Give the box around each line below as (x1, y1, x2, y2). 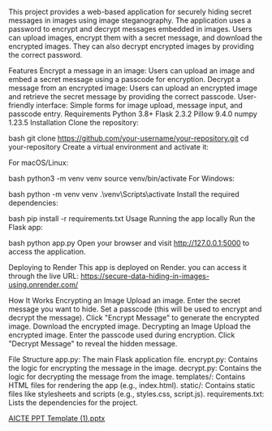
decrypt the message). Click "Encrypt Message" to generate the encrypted (8, 313, 260, 322)
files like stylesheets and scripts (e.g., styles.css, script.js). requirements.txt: (8, 390, 265, 398)
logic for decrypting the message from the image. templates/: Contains (8, 372, 246, 381)
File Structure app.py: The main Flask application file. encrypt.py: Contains (8, 355, 258, 364)
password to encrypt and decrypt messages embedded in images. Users (8, 24, 253, 33)
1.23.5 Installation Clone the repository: (8, 118, 140, 127)
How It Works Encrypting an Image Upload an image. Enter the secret (8, 296, 241, 305)
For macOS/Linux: (8, 158, 69, 168)
